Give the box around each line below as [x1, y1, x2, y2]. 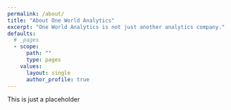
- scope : [13, 43, 39, 50]
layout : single [25, 69, 71, 76]
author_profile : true [25, 75, 90, 83]
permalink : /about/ [7, 10, 65, 18]
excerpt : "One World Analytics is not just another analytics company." [7, 23, 225, 30]
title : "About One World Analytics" [7, 17, 115, 24]
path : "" [25, 50, 52, 57]
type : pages [25, 56, 61, 63]
